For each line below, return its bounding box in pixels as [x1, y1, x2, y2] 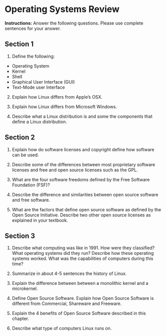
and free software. [11, 197, 50, 203]
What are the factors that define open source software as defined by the [11, 206, 161, 212]
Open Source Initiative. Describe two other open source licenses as [11, 212, 151, 218]
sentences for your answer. [4, 25, 61, 31]
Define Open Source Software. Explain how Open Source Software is [11, 295, 154, 301]
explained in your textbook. [11, 217, 68, 223]
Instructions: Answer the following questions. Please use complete [4, 20, 143, 26]
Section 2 [4, 133, 35, 142]
